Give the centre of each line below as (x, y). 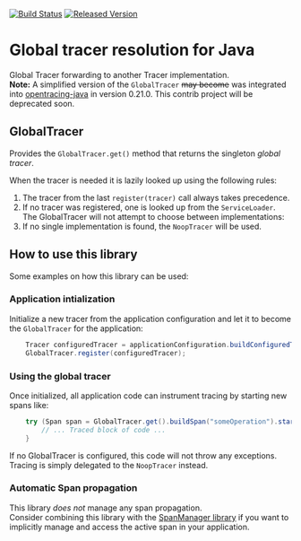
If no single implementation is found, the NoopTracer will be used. (142, 226)
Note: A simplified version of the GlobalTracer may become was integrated (148, 84)
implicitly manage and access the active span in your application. (129, 527)
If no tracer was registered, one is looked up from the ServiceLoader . (149, 207)
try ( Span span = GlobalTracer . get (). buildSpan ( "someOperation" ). (152, 422)
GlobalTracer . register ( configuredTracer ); (106, 353)
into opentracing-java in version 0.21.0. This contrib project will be (131, 93)
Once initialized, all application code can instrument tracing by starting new (148, 396)
